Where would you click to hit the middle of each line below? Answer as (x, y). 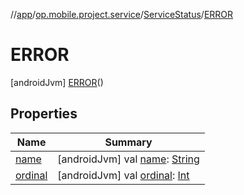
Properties (44, 114)
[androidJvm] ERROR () (57, 82)
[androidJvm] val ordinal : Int (123, 175)
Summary (128, 142)
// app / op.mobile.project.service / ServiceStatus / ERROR (122, 14)
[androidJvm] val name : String (128, 159)
